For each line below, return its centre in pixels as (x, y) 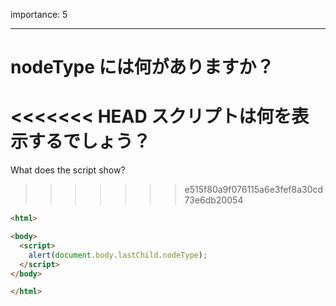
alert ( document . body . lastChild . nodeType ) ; (118, 255)
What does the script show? (68, 170)
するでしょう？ (90, 141)
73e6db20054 (214, 200)
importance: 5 (39, 14)
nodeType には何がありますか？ (142, 67)
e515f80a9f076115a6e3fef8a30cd (254, 190)
